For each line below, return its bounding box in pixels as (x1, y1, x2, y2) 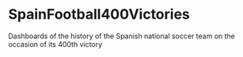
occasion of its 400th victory (8, 39, 103, 48)
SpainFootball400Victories (8, 5, 190, 23)
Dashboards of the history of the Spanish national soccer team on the (8, 31, 236, 41)
